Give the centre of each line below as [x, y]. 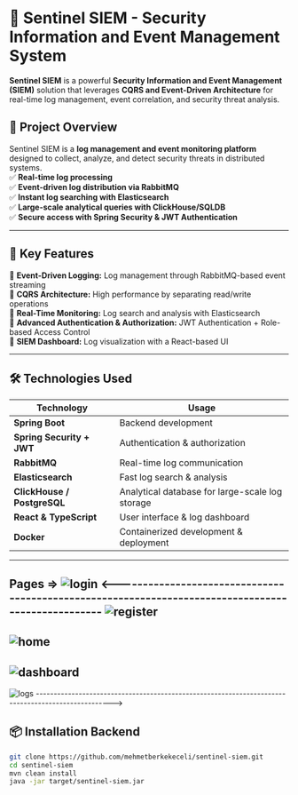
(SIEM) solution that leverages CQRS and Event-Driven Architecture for [141, 90]
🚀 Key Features [52, 254]
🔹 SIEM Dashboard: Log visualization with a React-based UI [119, 341]
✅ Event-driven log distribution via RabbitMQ [94, 187]
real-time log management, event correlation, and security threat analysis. [145, 99]
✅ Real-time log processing [61, 177]
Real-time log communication [181, 463]
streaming [27, 284]
